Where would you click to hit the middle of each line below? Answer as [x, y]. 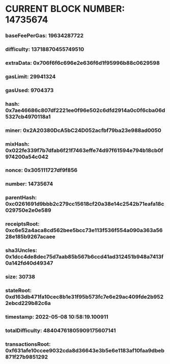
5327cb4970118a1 [28, 117]
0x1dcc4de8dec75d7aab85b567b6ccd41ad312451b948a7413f [84, 257]
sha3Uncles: [21, 250]
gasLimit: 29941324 [31, 76]
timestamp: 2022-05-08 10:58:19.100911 [57, 317]
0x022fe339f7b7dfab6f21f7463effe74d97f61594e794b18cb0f [84, 150]
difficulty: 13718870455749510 [45, 49]
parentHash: [21, 198]
